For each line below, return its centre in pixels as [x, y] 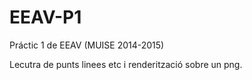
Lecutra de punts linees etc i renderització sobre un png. [126, 64]
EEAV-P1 [45, 17]
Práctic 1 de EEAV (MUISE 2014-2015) [87, 45]
